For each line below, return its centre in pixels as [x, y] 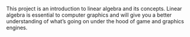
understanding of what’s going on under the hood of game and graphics [95, 21]
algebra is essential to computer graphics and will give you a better [89, 15]
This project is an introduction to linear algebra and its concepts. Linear [94, 9]
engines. [17, 27]
